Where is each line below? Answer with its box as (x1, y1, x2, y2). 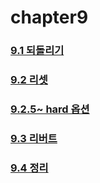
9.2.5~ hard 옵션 (10, 102, 90, 116)
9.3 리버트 (10, 131, 58, 145)
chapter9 (10, 6, 89, 29)
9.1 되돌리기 (10, 44, 65, 58)
